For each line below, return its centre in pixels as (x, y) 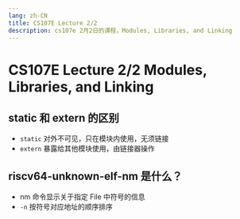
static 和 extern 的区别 (64, 117)
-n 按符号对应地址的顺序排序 (66, 207)
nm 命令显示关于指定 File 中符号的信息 (82, 197)
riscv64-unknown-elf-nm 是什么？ (95, 176)
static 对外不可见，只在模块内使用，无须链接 (94, 139)
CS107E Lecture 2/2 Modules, (108, 70)
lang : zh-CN (28, 16)
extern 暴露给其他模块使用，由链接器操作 (87, 149)
